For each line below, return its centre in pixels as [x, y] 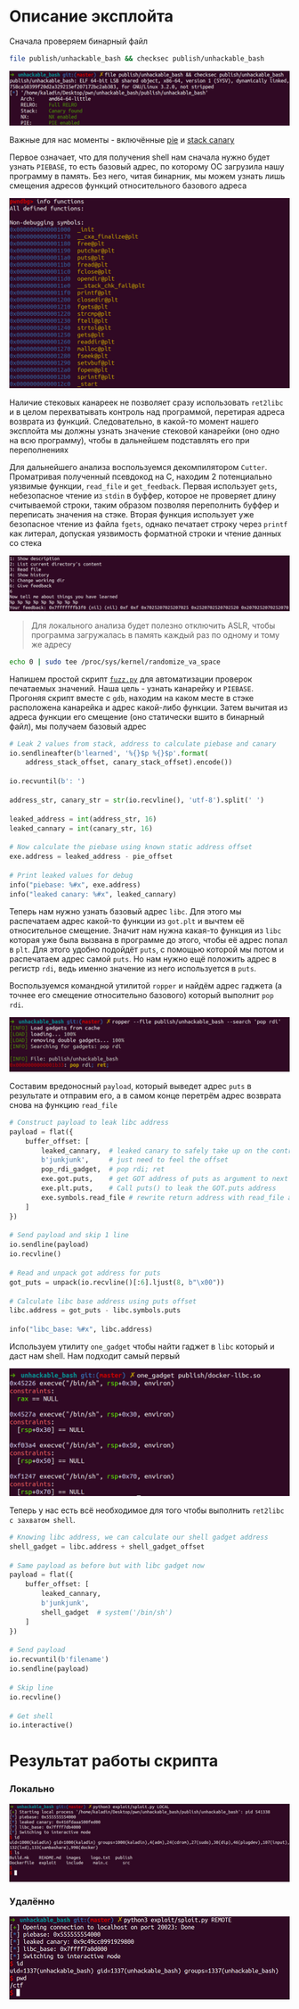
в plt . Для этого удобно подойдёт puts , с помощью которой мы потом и [147, 949]
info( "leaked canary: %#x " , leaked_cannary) [93, 894]
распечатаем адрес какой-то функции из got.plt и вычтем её [127, 921]
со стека [26, 542]
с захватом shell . [42, 1519]
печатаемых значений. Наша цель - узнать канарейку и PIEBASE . [131, 688]
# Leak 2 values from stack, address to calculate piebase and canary [143, 744]
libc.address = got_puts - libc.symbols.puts [95, 1310]
